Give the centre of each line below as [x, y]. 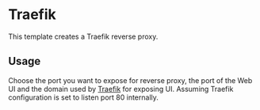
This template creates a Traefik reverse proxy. [83, 36]
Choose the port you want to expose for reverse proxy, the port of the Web [130, 80]
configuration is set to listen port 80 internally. [83, 97]
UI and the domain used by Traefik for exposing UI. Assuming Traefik [121, 89]
